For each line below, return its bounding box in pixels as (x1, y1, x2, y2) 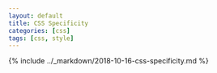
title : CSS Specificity (8, 19, 89, 27)
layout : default (8, 11, 63, 20)
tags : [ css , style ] (8, 34, 74, 43)
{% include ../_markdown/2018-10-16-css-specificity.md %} (8, 56, 209, 66)
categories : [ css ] (8, 26, 70, 34)
